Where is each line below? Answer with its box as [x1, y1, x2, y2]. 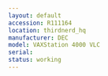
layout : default [8, 11, 61, 20]
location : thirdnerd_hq [8, 26, 87, 34]
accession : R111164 [8, 19, 73, 27]
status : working [8, 56, 61, 64]
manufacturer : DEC [8, 33, 69, 42]
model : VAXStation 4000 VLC [8, 41, 101, 49]
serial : [8, 48, 34, 56]
